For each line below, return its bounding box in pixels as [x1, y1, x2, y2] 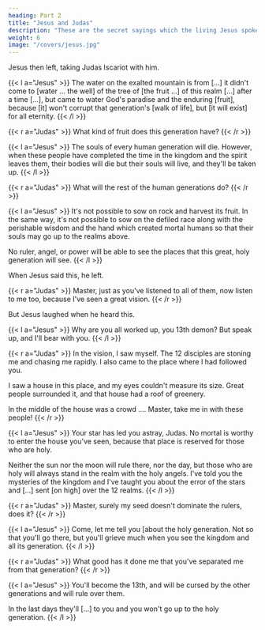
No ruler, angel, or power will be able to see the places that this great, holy [8, 247, 250, 257]
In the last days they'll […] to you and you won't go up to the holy [8, 604, 219, 613]
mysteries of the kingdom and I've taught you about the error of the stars [8, 477, 246, 487]
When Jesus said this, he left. [8, 270, 104, 281]
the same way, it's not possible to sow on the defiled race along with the [8, 215, 243, 224]
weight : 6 [8, 33, 41, 42]
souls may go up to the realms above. [8, 232, 130, 241]
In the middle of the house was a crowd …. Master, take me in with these [8, 405, 244, 414]
